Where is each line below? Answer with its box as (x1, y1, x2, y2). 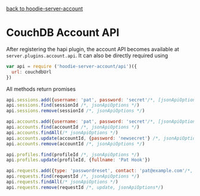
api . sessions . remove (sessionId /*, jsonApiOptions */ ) (6, 108, 145, 114)
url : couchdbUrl (11, 69, 52, 75)
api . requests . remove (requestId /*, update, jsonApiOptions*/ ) (6, 184, 164, 190)
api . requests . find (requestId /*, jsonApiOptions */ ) (6, 173, 140, 179)
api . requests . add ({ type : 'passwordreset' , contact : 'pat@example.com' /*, (6, 168, 193, 174)
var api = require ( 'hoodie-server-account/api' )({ (6, 63, 137, 69)
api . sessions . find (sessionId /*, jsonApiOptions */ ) (6, 102, 140, 108)
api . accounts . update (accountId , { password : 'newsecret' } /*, (6, 135, 161, 141)
